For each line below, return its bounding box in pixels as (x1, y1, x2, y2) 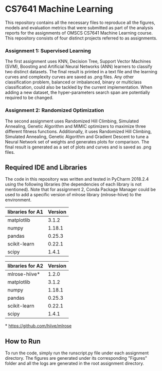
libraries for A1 (7, 208, 43, 215)
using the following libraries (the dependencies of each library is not (5, 182, 142, 187)
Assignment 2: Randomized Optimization (5, 107, 104, 114)
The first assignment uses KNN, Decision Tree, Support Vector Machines (5, 59, 151, 64)
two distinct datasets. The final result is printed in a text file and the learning (5, 69, 157, 75)
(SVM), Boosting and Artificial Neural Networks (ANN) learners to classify (5, 63, 152, 69)
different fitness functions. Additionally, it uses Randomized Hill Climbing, (5, 128, 152, 134)
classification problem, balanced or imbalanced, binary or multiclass (5, 79, 142, 85)
